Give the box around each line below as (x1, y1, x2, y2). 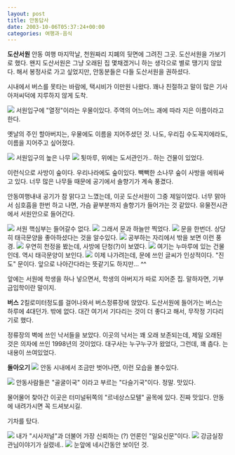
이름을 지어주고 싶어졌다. (7, 138, 75, 147)
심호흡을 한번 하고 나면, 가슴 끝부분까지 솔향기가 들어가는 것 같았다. (14, 201, 198, 209)
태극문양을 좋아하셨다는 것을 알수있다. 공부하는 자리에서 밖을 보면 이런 (14, 233, 215, 242)
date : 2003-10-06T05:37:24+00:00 (7, 23, 105, 30)
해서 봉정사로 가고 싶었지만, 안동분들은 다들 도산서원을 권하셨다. (16, 67, 191, 76)
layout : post (7, 10, 46, 18)
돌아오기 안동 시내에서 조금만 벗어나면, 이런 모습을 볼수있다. (7, 363, 179, 372)
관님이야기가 (7, 440, 42, 449)
